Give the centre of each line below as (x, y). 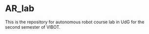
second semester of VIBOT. (33, 27)
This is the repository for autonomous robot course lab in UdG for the (75, 22)
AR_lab (20, 8)
